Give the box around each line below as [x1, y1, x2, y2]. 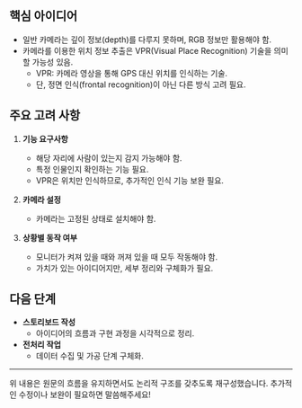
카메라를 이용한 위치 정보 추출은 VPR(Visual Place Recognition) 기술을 [22, 45, 272, 56]
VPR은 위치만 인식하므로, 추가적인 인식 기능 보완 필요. [35, 174, 225, 186]
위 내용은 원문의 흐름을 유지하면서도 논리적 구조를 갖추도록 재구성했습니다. [9, 378, 269, 389]
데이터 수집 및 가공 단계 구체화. [35, 350, 144, 361]
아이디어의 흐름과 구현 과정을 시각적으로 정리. [35, 328, 195, 339]
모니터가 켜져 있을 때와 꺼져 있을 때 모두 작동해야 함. [35, 251, 218, 262]
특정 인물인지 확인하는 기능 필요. [35, 164, 149, 174]
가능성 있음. [31, 57, 74, 67]
